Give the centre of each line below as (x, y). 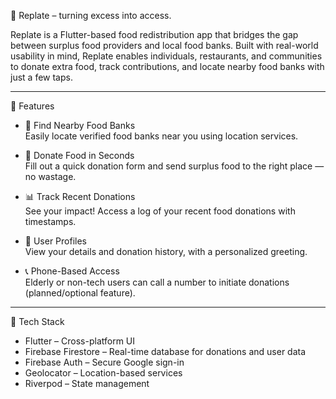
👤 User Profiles (55, 241)
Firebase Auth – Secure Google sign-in (104, 362)
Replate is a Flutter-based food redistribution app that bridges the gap (154, 34)
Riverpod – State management (87, 383)
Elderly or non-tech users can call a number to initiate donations (157, 282)
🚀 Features (32, 106)
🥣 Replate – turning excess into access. (91, 15)
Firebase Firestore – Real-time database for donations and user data (165, 351)
